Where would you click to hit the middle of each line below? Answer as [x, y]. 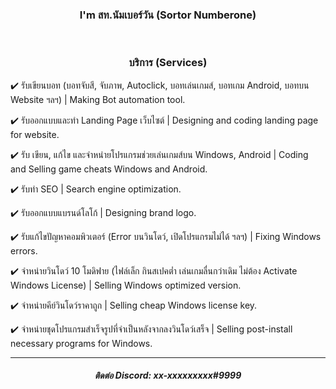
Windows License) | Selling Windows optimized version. [126, 285]
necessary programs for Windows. [81, 343]
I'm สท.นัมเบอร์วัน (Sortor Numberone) [168, 15]
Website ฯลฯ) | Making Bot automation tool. [98, 99]
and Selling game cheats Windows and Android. [109, 169]
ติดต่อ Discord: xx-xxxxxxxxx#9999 [168, 375]
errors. [24, 250]
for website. [35, 134]
